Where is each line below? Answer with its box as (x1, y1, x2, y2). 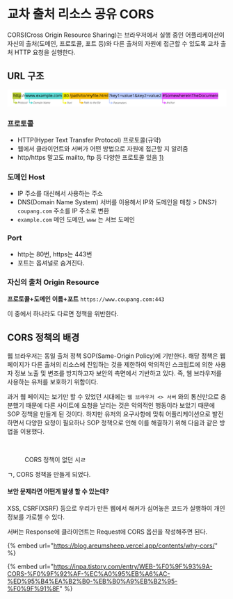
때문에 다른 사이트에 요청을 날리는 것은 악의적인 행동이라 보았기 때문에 (25, 401, 216, 409)
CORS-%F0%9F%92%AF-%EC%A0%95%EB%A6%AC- (7, 569, 170, 577)
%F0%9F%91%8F (7, 584, 61, 593)
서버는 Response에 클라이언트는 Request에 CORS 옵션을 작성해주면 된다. (7, 527, 208, 536)
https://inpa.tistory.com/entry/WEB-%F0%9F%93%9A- (53, 562, 213, 571)
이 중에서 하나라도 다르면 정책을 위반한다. (7, 309, 119, 318)
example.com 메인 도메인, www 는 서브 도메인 (17, 215, 136, 224)
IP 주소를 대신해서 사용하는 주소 (17, 189, 103, 198)
